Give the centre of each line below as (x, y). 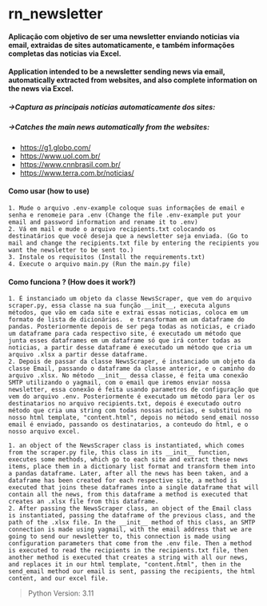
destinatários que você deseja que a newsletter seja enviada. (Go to (128, 236)
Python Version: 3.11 (61, 593)
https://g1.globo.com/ (55, 147)
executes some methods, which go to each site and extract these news (128, 460)
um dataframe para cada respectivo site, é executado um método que (125, 334)
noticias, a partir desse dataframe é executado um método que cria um (130, 348)
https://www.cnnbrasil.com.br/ (70, 164)
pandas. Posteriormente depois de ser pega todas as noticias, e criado (132, 327)
